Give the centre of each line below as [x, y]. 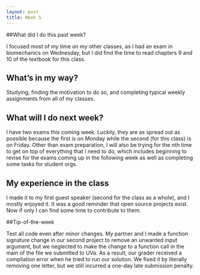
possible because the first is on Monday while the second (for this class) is [99, 138]
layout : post [23, 12]
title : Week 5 [24, 17]
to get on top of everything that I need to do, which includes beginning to [97, 152]
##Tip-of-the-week [30, 222]
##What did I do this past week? [46, 34]
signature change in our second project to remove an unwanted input [92, 240]
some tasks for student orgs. [42, 164]
